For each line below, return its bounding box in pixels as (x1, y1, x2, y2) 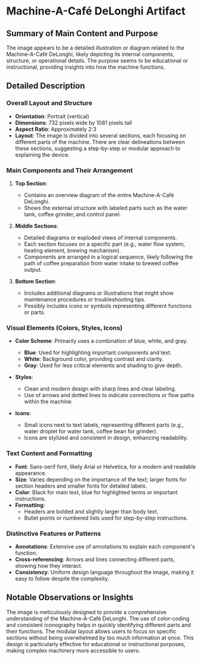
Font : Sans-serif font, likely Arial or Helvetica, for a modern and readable (14, 463, 196, 470)
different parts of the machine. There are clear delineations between (14, 138, 185, 145)
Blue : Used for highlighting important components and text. (24, 349, 172, 356)
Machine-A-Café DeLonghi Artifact (6, 4, 186, 18)
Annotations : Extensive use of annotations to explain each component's (14, 542, 195, 550)
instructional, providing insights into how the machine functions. (6, 63, 166, 71)
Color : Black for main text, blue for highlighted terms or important (14, 488, 178, 495)
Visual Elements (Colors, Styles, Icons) (6, 324, 123, 332)
